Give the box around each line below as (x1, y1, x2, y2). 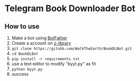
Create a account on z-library (11, 40, 71, 46)
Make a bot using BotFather (11, 35, 68, 41)
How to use (4, 22, 40, 31)
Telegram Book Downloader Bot (4, 3, 136, 14)
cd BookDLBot (11, 51, 39, 56)
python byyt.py (11, 67, 43, 72)
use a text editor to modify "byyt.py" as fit (11, 61, 96, 66)
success (11, 71, 29, 77)
